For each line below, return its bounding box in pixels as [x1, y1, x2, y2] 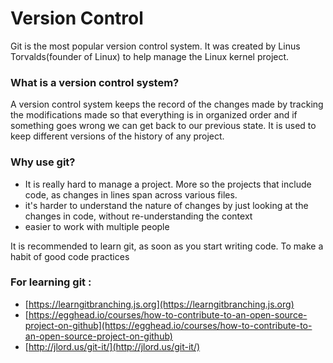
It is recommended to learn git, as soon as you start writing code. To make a [10, 240, 324, 252]
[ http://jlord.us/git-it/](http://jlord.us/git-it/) [24, 340, 201, 352]
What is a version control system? [10, 75, 180, 89]
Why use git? [10, 155, 76, 169]
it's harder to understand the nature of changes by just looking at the [24, 199, 309, 211]
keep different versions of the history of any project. [10, 130, 225, 142]
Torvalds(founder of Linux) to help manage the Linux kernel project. [10, 50, 290, 62]
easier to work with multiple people [24, 220, 170, 232]
